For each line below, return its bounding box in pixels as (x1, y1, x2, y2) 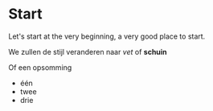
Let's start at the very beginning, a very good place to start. (8, 31, 206, 41)
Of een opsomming (8, 62, 72, 72)
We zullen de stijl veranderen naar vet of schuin (8, 47, 167, 56)
